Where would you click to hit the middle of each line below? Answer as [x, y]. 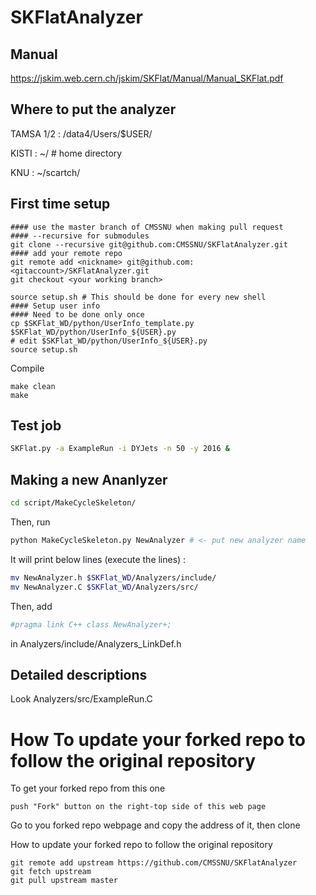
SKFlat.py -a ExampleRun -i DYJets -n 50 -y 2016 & [120, 449]
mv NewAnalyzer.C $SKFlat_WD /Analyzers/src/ [104, 587]
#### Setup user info [55, 306]
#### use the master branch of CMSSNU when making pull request [147, 227]
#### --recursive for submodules [80, 236]
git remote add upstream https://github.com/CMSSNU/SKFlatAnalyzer [154, 863]
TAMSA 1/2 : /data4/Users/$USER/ [81, 133]
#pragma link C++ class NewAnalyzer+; [91, 624]
